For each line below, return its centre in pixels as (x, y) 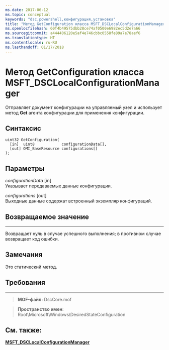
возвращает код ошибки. (32, 239)
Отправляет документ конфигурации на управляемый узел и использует (84, 107)
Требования (25, 282)
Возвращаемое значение (47, 217)
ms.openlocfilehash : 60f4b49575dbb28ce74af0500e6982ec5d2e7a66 (73, 29)
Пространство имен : (40, 309)
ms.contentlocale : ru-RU (31, 43)
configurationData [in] (28, 181)
